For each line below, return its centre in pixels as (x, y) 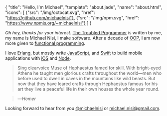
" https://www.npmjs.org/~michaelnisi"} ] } (48, 23)
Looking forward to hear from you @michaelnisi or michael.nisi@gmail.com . (83, 108)
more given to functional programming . (45, 43)
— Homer (27, 99)
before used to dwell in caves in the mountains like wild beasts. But (86, 78)
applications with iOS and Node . (38, 58)
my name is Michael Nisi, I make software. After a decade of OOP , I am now (83, 38)
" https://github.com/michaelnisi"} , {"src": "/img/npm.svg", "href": (72, 18)
